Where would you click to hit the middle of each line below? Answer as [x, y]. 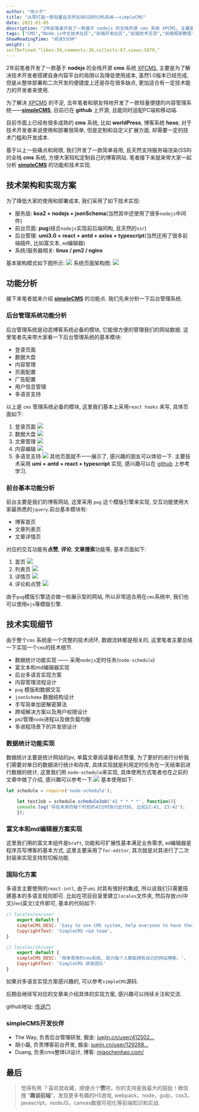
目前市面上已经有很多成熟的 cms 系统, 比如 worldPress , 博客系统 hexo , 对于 [99, 123]
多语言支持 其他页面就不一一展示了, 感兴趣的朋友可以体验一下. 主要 [100, 456]
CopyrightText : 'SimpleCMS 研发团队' [62, 964]
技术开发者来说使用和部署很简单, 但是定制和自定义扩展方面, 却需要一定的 [95, 130]
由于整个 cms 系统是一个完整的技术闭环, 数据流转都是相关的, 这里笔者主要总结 [99, 640]
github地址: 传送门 [28, 1006]
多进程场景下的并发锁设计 [46, 726]
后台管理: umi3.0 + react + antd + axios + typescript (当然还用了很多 [99, 235]
